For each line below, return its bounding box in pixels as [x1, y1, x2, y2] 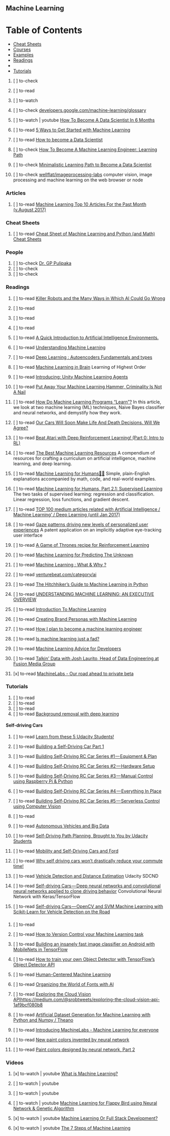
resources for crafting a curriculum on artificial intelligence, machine [13, 455, 156, 461]
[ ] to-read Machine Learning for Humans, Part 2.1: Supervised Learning [13, 485, 162, 491]
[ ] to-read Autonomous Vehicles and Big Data [13, 823, 109, 829]
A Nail [13, 389, 26, 395]
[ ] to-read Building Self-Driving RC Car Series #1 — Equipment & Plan [13, 753, 157, 760]
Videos [6, 1059, 24, 1066]
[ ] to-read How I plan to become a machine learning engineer [13, 626, 142, 632]
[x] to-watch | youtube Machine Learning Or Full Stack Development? [13, 1115, 158, 1121]
